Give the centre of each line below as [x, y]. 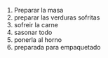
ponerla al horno [38, 40]
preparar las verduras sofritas [57, 17]
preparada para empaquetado [57, 47]
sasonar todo [33, 32]
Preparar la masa [39, 10]
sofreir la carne [36, 25]
